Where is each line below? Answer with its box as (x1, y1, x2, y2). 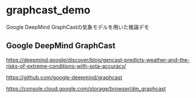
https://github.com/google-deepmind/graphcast (6, 73, 123, 80)
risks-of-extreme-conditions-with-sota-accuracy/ (6, 62, 126, 69)
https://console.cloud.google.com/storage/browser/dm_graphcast (6, 85, 166, 92)
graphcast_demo (6, 3, 91, 17)
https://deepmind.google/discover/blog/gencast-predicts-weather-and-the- (6, 56, 190, 63)
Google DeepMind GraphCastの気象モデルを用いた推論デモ (6, 23, 150, 30)
